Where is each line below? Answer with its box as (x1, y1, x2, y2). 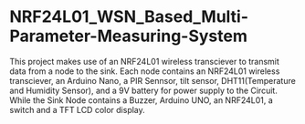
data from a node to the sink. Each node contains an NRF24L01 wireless (9, 66, 280, 77)
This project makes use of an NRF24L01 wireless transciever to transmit (9, 56, 280, 67)
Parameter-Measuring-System (9, 26, 248, 46)
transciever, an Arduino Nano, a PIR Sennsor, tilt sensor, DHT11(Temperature (9, 75, 297, 86)
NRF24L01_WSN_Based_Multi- (9, 6, 249, 27)
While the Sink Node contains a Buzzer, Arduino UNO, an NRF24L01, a (9, 94, 274, 106)
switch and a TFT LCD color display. (9, 104, 146, 115)
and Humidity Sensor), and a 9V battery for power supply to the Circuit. (9, 85, 279, 96)
